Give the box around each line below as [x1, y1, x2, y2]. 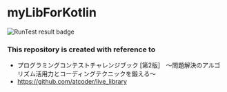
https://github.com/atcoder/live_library [17, 78, 128, 86]
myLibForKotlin [7, 5, 97, 21]
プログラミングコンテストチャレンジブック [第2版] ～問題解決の [17, 61, 203, 69]
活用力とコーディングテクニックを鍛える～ [35, 70, 157, 78]
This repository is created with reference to [7, 45, 156, 54]
